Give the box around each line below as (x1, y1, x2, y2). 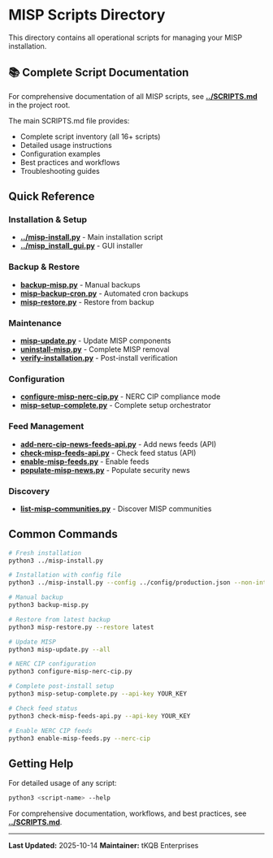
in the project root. (8, 100, 71, 110)
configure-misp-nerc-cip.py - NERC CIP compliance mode (19, 392, 221, 401)
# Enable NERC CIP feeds (8, 726, 93, 734)
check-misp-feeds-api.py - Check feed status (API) (19, 448, 197, 457)
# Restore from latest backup (8, 615, 111, 623)
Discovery (8, 485, 50, 496)
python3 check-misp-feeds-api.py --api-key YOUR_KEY (8, 712, 191, 720)
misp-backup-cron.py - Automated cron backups (19, 288, 189, 298)
